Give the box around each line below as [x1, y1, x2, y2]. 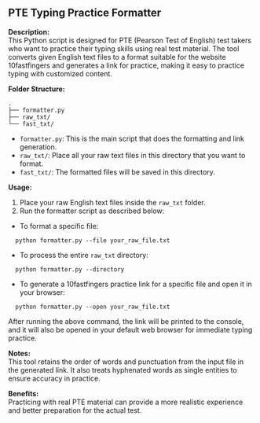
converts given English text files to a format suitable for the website [8, 52, 226, 61]
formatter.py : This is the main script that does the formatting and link [19, 134, 245, 143]
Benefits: [8, 388, 39, 398]
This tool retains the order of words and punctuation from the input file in [8, 357, 244, 366]
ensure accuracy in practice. [8, 373, 101, 383]
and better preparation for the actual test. [8, 405, 142, 415]
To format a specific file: [19, 221, 99, 230]
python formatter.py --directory [15, 265, 125, 274]
